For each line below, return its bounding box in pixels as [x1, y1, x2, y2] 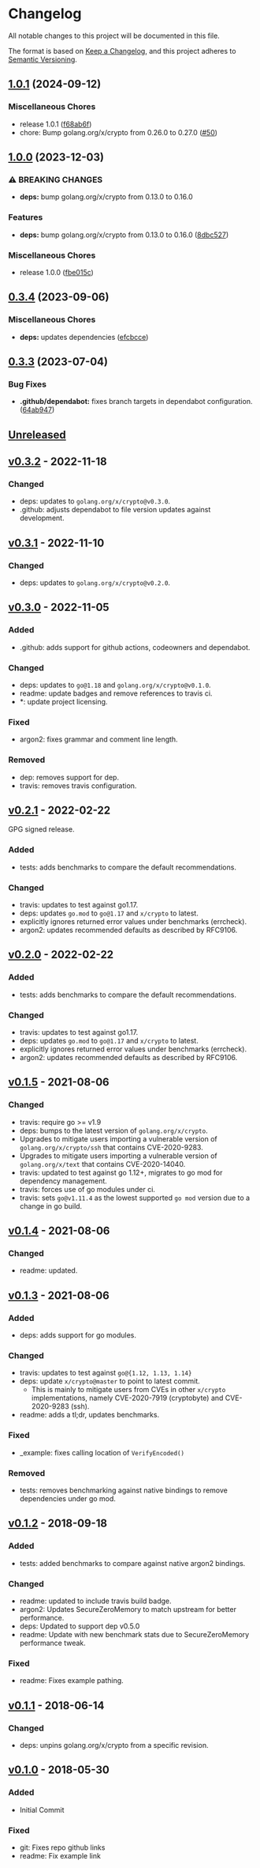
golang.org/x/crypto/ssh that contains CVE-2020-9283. [19, 1142, 203, 1152]
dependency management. [19, 1176, 108, 1186]
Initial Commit [19, 1805, 65, 1814]
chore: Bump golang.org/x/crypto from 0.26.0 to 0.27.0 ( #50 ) [19, 127, 218, 137]
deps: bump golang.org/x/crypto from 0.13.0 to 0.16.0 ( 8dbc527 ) [19, 230, 229, 240]
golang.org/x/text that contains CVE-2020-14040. [19, 1159, 186, 1168]
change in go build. [19, 1201, 83, 1210]
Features [8, 212, 43, 223]
